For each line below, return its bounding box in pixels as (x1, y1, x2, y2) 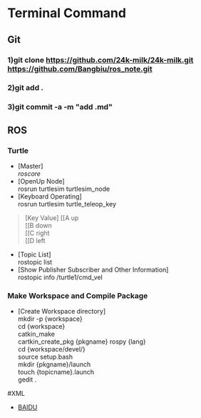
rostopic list (17, 258, 53, 267)
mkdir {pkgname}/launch (17, 360, 91, 369)
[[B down (24, 222, 52, 230)
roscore (17, 169, 41, 178)
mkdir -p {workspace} (17, 314, 83, 323)
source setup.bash (17, 352, 73, 362)
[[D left (24, 237, 46, 245)
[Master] (17, 162, 43, 171)
